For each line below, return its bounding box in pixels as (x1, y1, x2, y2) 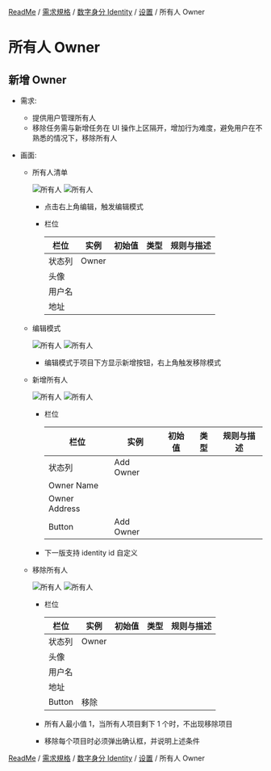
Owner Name (48, 480, 99, 491)
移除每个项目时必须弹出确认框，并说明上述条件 (44, 736, 200, 745)
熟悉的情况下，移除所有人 (31, 133, 118, 143)
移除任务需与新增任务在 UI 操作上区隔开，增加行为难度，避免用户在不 (31, 124, 263, 132)
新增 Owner (8, 73, 67, 86)
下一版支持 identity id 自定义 (44, 548, 139, 557)
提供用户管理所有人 (31, 113, 97, 123)
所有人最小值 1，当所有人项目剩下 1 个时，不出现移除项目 (44, 719, 233, 728)
